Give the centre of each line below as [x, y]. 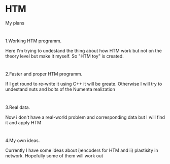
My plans [15, 23]
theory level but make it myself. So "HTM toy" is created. [65, 56]
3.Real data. [18, 107]
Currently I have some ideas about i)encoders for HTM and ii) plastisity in [82, 150]
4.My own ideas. [23, 140]
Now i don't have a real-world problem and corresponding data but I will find [85, 117]
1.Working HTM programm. [33, 41]
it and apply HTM [23, 122]
